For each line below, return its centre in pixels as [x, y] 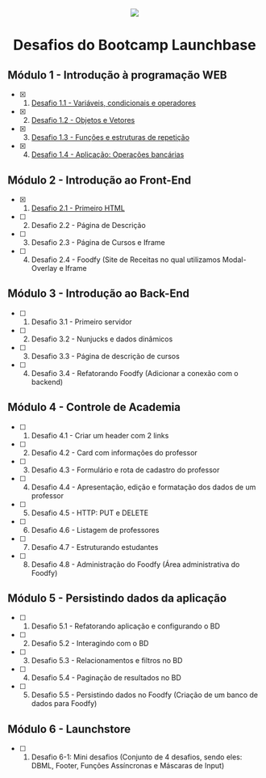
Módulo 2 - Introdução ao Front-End [99, 180]
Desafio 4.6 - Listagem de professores [95, 530]
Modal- [234, 260]
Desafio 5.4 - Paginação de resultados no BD [106, 678]
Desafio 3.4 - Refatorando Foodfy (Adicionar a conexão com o [135, 373]
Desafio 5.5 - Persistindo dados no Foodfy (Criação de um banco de [145, 695]
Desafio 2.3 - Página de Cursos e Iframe [98, 242]
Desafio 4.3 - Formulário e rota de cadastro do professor [125, 470]
